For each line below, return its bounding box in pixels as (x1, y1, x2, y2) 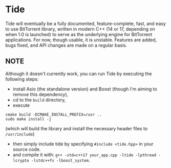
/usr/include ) (5, 131, 35, 137)
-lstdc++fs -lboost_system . (31, 157, 91, 163)
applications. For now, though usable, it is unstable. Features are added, (5, 37, 157, 43)
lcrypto (12, 158, 29, 163)
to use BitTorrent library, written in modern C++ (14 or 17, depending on (5, 26, 155, 32)
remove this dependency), (12, 91, 69, 98)
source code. (12, 146, 41, 152)
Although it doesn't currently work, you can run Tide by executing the (5, 70, 152, 77)
